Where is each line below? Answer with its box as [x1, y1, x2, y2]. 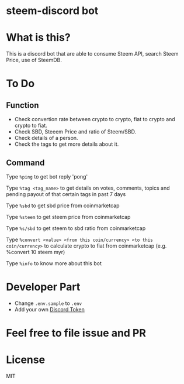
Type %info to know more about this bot [6, 259, 102, 267]
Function [6, 100, 39, 110]
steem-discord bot [6, 4, 99, 18]
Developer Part [6, 280, 81, 294]
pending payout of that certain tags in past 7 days [6, 190, 126, 197]
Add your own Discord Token [14, 306, 85, 313]
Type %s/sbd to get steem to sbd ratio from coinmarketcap [6, 224, 146, 232]
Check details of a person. [14, 135, 78, 142]
